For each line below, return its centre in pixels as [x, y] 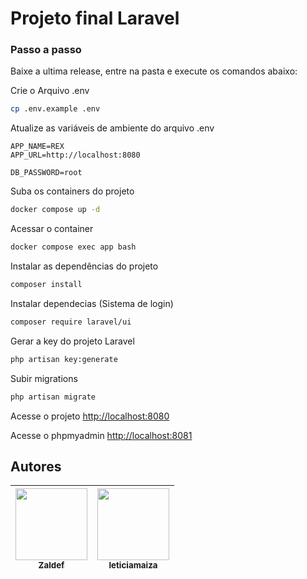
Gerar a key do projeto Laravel [72, 341]
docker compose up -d [55, 210]
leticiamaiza [133, 565]
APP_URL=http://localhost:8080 [75, 155]
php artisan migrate [53, 397]
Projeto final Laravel [95, 18]
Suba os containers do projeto [72, 191]
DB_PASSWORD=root [46, 173]
